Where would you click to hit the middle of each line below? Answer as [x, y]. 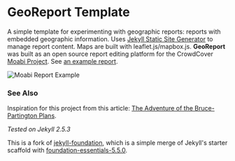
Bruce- [205, 108]
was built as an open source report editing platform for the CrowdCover [110, 54]
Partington [22, 115]
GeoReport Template [69, 12]
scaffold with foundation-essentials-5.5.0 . [67, 150]
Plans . [48, 115]
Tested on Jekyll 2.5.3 [39, 129]
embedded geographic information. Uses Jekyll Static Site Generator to [110, 38]
